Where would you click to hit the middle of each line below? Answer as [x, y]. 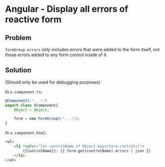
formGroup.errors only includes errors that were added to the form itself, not [82, 50]
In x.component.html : [26, 133]
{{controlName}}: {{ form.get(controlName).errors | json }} [87, 151]
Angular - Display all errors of [67, 9]
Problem [18, 38]
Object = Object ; [32, 110]
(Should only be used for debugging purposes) [53, 82]
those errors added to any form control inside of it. [56, 55]
